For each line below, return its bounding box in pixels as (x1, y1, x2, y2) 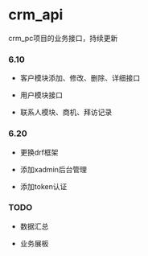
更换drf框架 (19, 147, 59, 157)
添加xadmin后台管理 (19, 164, 87, 174)
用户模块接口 (19, 90, 63, 100)
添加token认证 (19, 181, 68, 191)
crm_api (8, 6, 64, 24)
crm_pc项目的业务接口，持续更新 (8, 33, 118, 43)
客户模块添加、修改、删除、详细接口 (19, 73, 141, 83)
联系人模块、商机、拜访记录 (19, 107, 113, 118)
